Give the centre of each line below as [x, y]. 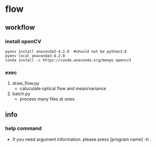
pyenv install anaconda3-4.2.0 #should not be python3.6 [66, 51]
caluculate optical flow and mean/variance [63, 89]
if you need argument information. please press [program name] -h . [82, 139]
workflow [20, 27]
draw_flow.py [26, 83]
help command [23, 128]
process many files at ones [47, 99]
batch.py [21, 94]
